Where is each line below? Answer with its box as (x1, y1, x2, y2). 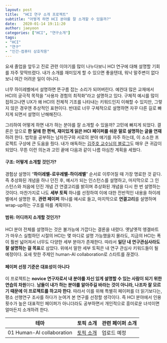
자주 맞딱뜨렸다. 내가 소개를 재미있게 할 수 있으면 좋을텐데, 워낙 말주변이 (10, 69, 150, 75)
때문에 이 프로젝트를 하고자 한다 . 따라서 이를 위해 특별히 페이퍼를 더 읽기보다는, (10, 288, 163, 294)
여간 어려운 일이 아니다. (14, 76, 60, 82)
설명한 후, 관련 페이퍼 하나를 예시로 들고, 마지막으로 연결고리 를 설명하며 (18, 196, 157, 202)
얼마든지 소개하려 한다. (5, 307, 49, 313)
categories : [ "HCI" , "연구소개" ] (5, 30, 71, 35)
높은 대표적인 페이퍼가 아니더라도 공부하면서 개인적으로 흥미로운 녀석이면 (18, 301, 160, 307)
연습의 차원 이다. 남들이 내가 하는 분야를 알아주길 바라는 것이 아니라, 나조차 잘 (5, 282, 152, 288)
